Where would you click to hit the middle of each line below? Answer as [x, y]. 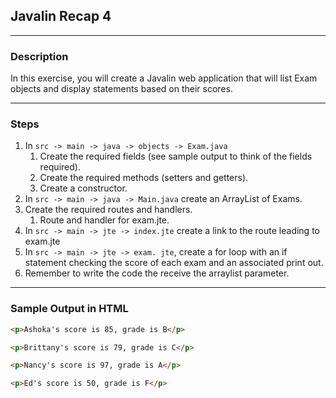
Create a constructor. [83, 188]
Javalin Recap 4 [61, 16]
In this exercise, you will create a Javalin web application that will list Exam [164, 78]
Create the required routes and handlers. [108, 210]
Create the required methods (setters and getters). [144, 178]
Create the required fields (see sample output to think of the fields [176, 156]
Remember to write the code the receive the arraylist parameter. [157, 273]
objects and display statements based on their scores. [121, 89]
